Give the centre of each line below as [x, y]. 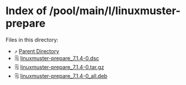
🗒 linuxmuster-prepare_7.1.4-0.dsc [57, 58]
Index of [26, 11]
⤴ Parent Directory [37, 51]
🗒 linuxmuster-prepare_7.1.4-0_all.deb [61, 76]
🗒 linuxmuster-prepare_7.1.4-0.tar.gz [59, 67]
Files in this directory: [32, 40]
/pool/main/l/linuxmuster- [115, 11]
